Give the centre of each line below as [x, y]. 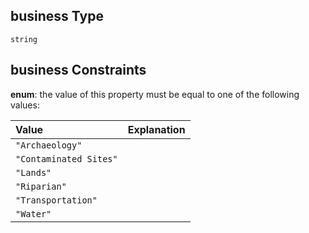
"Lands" [33, 172]
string [24, 39]
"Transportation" [56, 200]
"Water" [33, 213]
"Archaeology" [49, 145]
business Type [57, 16]
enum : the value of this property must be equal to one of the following [155, 94]
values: [25, 105]
